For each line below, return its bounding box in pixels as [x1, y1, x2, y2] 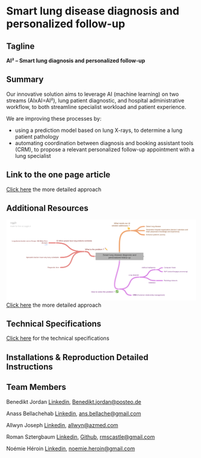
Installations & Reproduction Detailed [6, 352, 149, 362]
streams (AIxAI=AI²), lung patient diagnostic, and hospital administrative [6, 96, 185, 104]
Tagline [6, 41, 35, 51]
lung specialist [14, 152, 51, 159]
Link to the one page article [6, 170, 111, 180]
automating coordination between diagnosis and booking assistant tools [14, 139, 194, 146]
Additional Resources [6, 203, 88, 213]
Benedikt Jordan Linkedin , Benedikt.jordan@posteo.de [6, 398, 141, 405]
